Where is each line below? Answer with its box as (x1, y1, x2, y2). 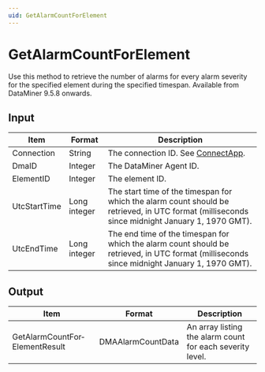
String (69, 147, 92, 158)
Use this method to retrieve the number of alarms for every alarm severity (8, 72, 248, 81)
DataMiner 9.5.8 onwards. (8, 88, 92, 98)
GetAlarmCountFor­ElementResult (12, 332, 85, 352)
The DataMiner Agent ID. (107, 161, 200, 172)
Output (8, 285, 43, 298)
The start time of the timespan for (107, 186, 233, 197)
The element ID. (107, 173, 167, 184)
